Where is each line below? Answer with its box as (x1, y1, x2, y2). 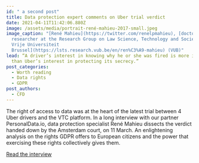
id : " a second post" (6, 8, 60, 15)
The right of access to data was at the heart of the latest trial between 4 (6, 107, 182, 114)
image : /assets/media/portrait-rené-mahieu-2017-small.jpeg (6, 25, 158, 31)
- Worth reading (11, 69, 52, 75)
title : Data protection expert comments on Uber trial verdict (6, 14, 166, 20)
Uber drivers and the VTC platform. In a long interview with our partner (6, 114, 179, 121)
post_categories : (6, 63, 49, 70)
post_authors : (6, 86, 41, 92)
